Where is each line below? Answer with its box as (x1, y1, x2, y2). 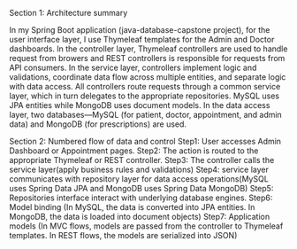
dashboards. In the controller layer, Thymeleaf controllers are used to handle (9, 43, 288, 54)
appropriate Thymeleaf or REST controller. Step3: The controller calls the (9, 155, 275, 165)
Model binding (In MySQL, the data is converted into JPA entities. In (9, 202, 255, 212)
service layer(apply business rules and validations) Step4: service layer (9, 164, 270, 175)
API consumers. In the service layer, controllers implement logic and (9, 62, 257, 73)
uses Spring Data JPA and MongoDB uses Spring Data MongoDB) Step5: (9, 183, 274, 193)
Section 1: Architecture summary (9, 8, 128, 18)
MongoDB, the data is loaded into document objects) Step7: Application (9, 212, 270, 222)
